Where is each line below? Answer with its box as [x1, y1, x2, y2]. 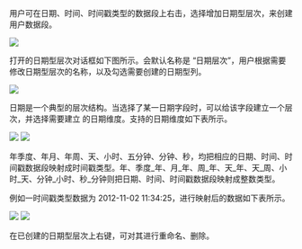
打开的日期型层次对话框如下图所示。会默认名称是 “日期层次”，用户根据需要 [9, 55, 287, 66]
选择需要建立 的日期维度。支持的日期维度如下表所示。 [32, 113, 232, 124]
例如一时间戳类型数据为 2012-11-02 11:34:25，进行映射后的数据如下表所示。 [9, 192, 290, 203]
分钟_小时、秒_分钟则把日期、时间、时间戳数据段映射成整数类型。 [36, 173, 280, 184]
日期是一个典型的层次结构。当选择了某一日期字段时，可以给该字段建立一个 [9, 102, 285, 112]
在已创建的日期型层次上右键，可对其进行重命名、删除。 [9, 230, 214, 241]
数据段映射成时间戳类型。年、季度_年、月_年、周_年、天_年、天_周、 [24, 163, 280, 173]
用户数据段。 [9, 19, 57, 30]
